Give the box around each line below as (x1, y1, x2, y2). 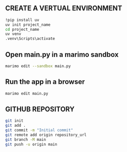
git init (5, 118, 24, 123)
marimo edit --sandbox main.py (5, 64, 71, 69)
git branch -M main (5, 137, 46, 142)
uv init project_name (5, 22, 51, 27)
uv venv (5, 31, 22, 37)
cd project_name (5, 27, 39, 32)
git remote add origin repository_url (5, 132, 87, 137)
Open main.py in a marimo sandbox (5, 50, 119, 59)
